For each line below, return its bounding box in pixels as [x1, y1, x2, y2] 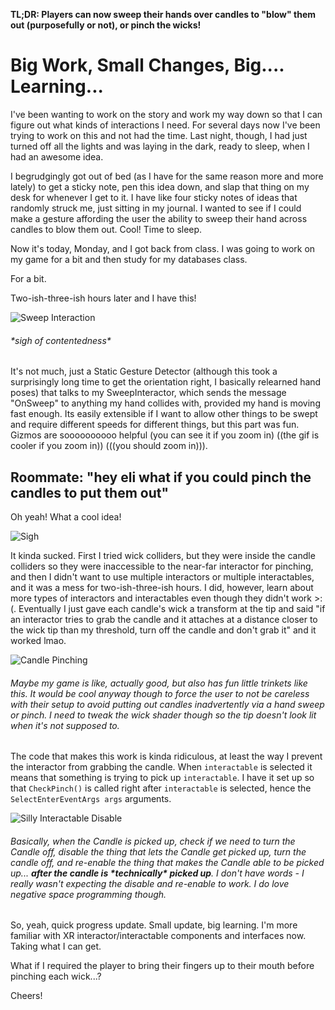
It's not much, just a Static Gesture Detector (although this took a [10, 365, 278, 378]
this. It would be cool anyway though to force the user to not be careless [10, 687, 310, 699]
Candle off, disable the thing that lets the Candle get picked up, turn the [10, 845, 307, 858]
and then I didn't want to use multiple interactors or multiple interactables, [10, 570, 315, 583]
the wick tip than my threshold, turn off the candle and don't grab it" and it [10, 624, 317, 636]
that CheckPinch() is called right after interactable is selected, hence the [10, 782, 312, 794]
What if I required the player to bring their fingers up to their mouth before [10, 960, 315, 972]
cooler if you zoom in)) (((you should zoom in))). [10, 440, 208, 452]
